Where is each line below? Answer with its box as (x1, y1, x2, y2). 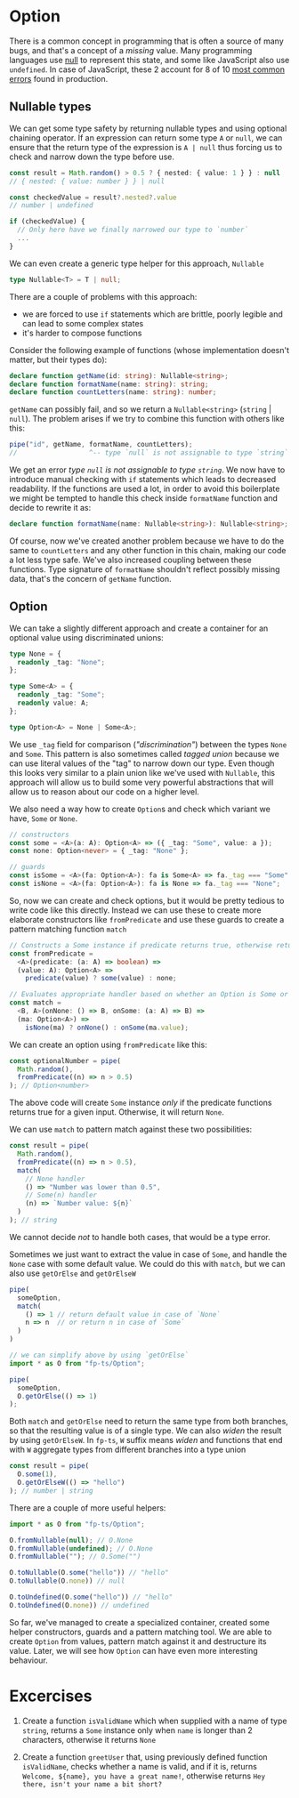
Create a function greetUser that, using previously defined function (21, 1751, 269, 1762)
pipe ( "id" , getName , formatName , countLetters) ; (9, 440, 193, 449)
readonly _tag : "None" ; (17, 657, 105, 666)
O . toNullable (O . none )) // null (9, 1576, 125, 1585)
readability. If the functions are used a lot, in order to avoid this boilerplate (9, 483, 280, 494)
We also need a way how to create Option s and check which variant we (9, 803, 271, 814)
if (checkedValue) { (9, 217, 86, 226)
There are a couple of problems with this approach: (9, 291, 198, 302)
